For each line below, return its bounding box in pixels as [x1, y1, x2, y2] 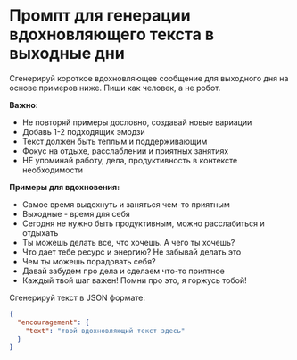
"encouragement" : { [17, 318, 90, 327]
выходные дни [9, 44, 125, 63]
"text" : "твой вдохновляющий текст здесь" [25, 326, 186, 335]
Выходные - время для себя [21, 208, 131, 219]
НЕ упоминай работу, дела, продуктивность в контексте [21, 155, 238, 165]
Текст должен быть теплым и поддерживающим [21, 136, 208, 147]
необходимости [21, 164, 83, 175]
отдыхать [21, 227, 59, 238]
